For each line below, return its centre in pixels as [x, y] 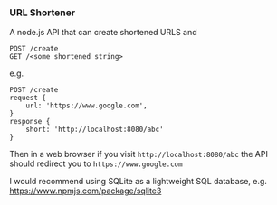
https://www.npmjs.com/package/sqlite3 [86, 191]
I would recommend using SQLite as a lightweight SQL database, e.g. [138, 182]
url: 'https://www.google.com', [86, 106]
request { [28, 98]
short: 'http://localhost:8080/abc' [95, 130]
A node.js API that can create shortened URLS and [103, 33]
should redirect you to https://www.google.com [96, 163]
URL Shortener [42, 13]
